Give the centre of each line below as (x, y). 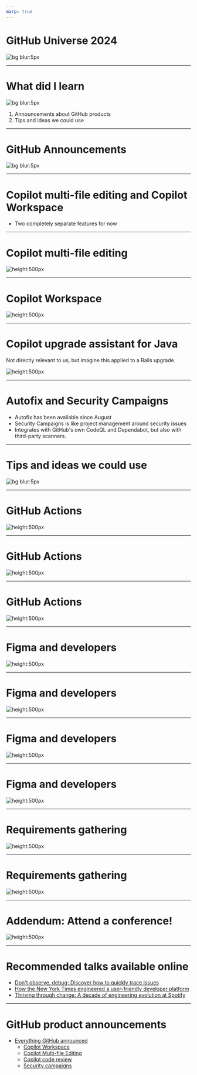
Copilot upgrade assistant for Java (92, 344)
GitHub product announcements (86, 1024)
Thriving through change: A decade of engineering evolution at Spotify (100, 995)
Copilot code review (47, 1060)
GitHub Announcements (66, 149)
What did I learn (45, 86)
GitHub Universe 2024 (62, 40)
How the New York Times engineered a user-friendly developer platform (102, 989)
